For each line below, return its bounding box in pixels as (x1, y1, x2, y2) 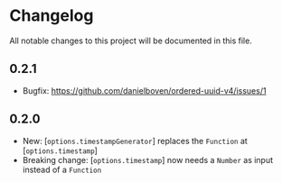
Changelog (9, 5, 94, 26)
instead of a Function (22, 164, 102, 175)
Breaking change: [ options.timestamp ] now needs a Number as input (22, 154, 274, 165)
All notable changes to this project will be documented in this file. (9, 35, 253, 46)
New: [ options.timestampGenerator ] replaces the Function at (22, 135, 249, 146)
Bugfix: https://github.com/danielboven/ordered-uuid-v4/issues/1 (22, 85, 267, 96)
